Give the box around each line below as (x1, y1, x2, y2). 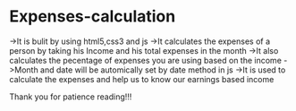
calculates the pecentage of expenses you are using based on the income (9, 55, 282, 65)
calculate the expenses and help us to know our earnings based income (9, 73, 275, 84)
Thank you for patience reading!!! (9, 91, 132, 102)
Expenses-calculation (9, 6, 176, 27)
